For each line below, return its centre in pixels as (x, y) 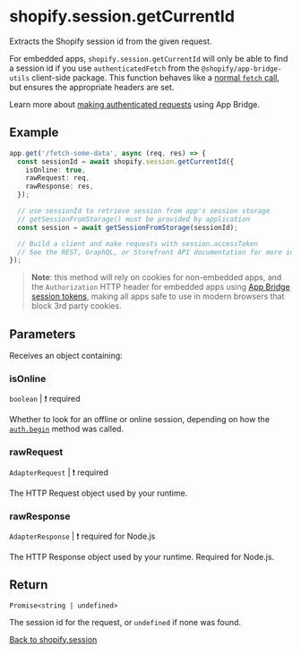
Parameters (43, 334)
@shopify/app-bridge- (241, 69)
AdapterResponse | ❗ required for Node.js (82, 536)
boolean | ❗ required (45, 399)
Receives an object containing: (66, 356)
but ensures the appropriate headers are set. (92, 87)
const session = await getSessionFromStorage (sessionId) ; (128, 227)
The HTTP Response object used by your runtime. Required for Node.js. (142, 556)
